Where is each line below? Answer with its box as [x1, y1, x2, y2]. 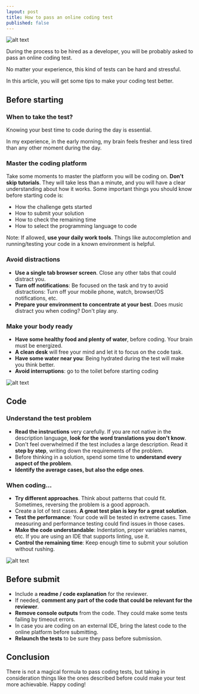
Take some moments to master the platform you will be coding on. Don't [6, 173, 184, 180]
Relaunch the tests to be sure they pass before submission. [14, 635, 163, 642]
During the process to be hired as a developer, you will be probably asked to [6, 48, 194, 55]
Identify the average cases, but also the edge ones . [14, 466, 145, 473]
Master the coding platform [6, 159, 88, 168]
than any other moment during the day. [6, 144, 102, 151]
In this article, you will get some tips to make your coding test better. [6, 77, 174, 84]
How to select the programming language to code [14, 223, 137, 230]
